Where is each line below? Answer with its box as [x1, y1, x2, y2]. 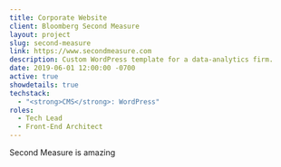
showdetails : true [9, 80, 79, 89]
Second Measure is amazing [9, 147, 116, 158]
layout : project [9, 30, 71, 39]
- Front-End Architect [17, 123, 103, 132]
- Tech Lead [17, 114, 63, 123]
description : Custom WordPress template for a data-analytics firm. [9, 55, 274, 64]
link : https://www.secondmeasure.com [9, 47, 152, 56]
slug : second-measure [9, 38, 92, 48]
